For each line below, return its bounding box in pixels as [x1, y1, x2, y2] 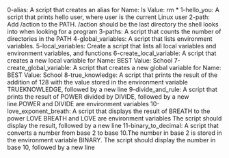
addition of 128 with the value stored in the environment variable [7, 78, 188, 86]
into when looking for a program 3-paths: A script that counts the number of [7, 27, 221, 35]
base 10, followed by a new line [7, 143, 95, 151]
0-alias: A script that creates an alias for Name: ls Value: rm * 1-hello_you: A [7, 6, 220, 14]
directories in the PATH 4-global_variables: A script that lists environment [7, 35, 213, 43]
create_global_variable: [7, 64, 72, 72]
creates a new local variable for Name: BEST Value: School [7, 57, 173, 64]
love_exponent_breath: [7, 107, 71, 115]
